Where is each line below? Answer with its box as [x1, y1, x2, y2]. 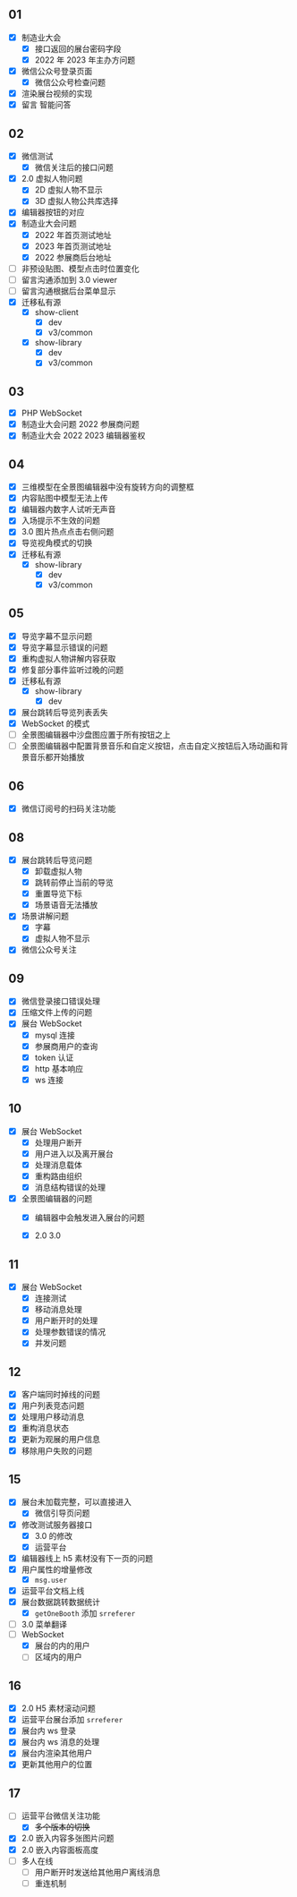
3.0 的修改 [34, 1530, 73, 1541]
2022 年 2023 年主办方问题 [34, 54, 136, 65]
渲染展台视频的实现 [21, 89, 93, 99]
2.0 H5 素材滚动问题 [21, 1703, 96, 1713]
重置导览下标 [34, 888, 82, 899]
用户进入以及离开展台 [34, 1148, 114, 1158]
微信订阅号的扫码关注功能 [21, 803, 116, 814]
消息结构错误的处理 [34, 1182, 106, 1192]
